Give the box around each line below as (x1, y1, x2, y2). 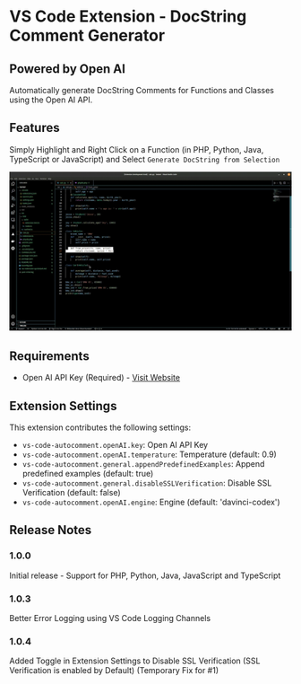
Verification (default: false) (21, 487, 121, 497)
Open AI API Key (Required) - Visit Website (21, 373, 181, 383)
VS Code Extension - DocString (9, 6, 247, 27)
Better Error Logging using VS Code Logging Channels (9, 612, 211, 623)
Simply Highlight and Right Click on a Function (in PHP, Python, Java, (9, 144, 264, 154)
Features (9, 120, 60, 136)
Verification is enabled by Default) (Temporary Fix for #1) (9, 665, 219, 676)
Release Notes (9, 522, 92, 538)
